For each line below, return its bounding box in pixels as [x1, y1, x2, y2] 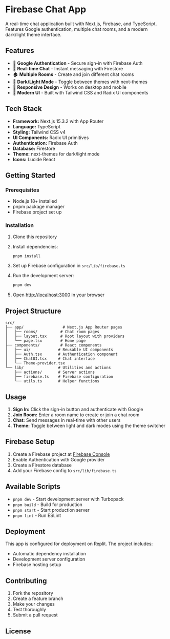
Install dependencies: [12, 243, 58, 249]
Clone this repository [12, 234, 57, 240]
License [5, 627, 31, 635]
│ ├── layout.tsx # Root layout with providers [5, 334, 125, 339]
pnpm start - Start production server [12, 507, 90, 513]
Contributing [5, 576, 47, 585]
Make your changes [12, 601, 55, 607]
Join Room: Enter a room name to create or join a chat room [12, 412, 140, 418]
